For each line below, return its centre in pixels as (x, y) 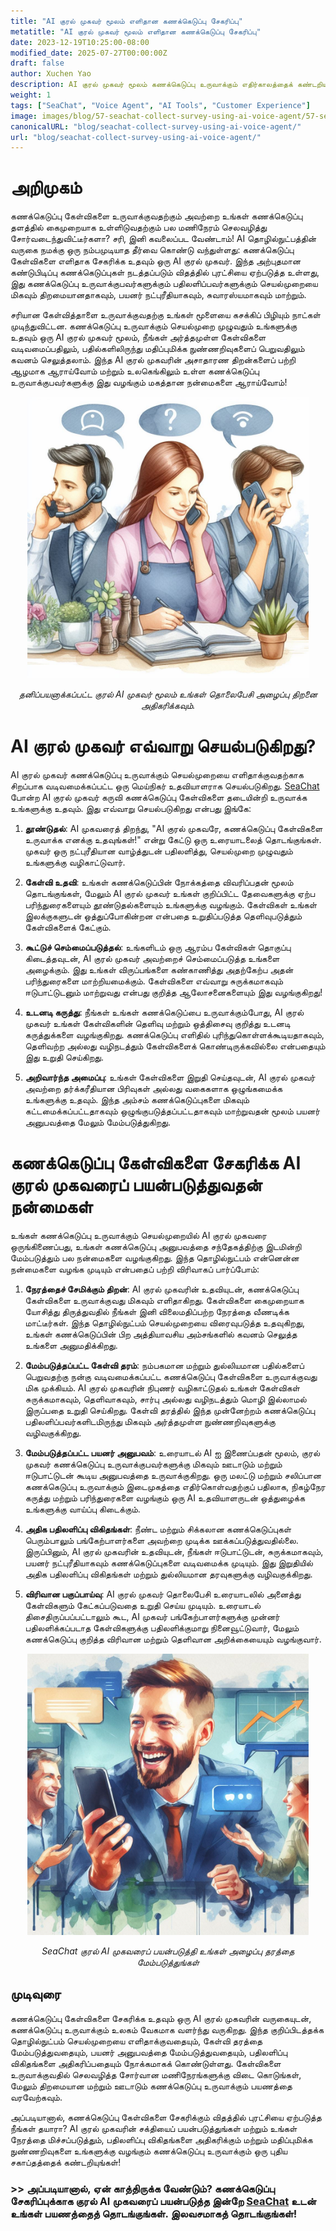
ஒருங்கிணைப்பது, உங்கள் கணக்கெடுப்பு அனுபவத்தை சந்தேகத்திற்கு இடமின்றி (156, 1247)
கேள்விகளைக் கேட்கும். (68, 927)
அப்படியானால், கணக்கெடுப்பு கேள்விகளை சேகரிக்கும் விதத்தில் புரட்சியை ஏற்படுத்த (166, 2117)
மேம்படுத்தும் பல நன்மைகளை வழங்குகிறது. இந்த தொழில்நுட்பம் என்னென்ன (155, 1258)
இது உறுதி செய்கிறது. (64, 1057)
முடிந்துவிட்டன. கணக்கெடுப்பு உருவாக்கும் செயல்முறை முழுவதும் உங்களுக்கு (154, 326)
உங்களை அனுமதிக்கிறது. (71, 1346)
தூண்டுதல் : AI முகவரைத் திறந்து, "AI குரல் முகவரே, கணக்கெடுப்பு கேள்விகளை (173, 829)
